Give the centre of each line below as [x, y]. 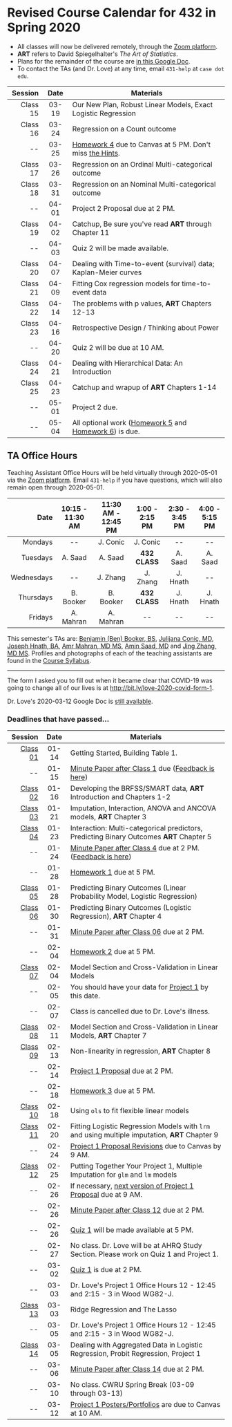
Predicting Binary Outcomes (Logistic [131, 908]
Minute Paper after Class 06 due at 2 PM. [137, 932]
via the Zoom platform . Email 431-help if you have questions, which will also [115, 480]
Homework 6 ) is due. [106, 431]
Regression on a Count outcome [124, 129]
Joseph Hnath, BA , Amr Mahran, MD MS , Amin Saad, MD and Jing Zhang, [112, 646]
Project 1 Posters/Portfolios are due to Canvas [145, 1405]
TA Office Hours [42, 456]
